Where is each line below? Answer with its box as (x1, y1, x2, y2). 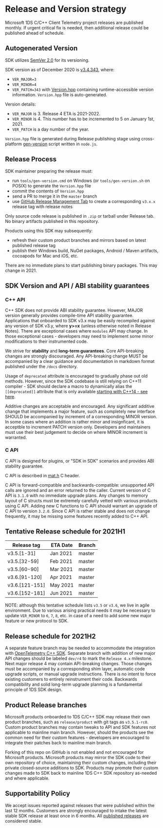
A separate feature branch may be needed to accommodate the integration (5, 645, 156, 651)
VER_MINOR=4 (12, 82, 36, 87)
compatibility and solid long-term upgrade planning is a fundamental (5, 681, 143, 688)
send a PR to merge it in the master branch (12, 193, 97, 199)
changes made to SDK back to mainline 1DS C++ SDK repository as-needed (5, 770, 157, 776)
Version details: (5, 101, 36, 107)
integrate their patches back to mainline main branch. (5, 739, 112, 745)
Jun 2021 (50, 590, 73, 597)
